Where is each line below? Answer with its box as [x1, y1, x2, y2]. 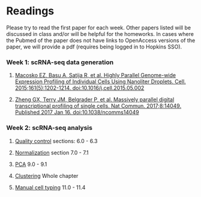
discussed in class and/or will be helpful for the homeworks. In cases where [6, 30, 194, 37]
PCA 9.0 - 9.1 [14, 160, 47, 168]
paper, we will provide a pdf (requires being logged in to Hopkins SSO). [6, 43, 182, 50]
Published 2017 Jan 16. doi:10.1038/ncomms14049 [14, 109, 139, 116]
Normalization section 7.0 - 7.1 [14, 148, 89, 156]
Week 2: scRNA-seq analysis [6, 124, 93, 132]
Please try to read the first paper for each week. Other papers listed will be [6, 24, 191, 31]
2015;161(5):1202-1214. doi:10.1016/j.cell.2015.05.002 [14, 84, 145, 92]
